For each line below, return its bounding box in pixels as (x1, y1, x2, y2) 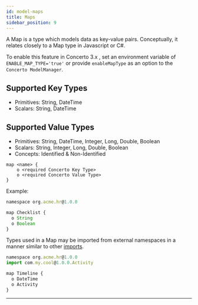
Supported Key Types (6, 83, 88, 93)
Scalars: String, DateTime (14, 105, 77, 112)
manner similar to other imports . (6, 243, 84, 250)
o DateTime (11, 276, 38, 282)
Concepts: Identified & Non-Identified (14, 150, 106, 157)
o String (11, 215, 33, 221)
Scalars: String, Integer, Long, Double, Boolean (14, 144, 128, 151)
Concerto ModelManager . (6, 66, 64, 73)
